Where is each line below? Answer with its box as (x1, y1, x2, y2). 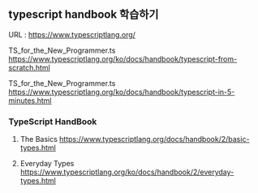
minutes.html (8, 96, 52, 105)
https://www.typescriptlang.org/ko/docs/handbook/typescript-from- (8, 54, 238, 63)
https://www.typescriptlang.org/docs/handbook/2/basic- (59, 135, 250, 144)
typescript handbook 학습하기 (8, 7, 159, 22)
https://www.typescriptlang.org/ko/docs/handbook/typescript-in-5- (8, 87, 235, 96)
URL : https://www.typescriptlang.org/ (8, 29, 136, 39)
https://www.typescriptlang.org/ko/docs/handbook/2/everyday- (19, 167, 234, 177)
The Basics (19, 135, 58, 144)
